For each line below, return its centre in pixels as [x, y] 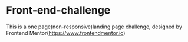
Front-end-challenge [58, 10]
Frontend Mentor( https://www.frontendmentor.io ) [66, 33]
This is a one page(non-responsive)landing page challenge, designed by [94, 27]
